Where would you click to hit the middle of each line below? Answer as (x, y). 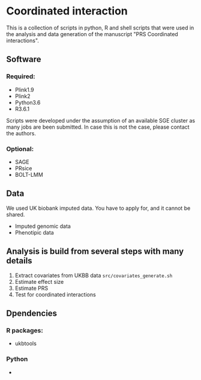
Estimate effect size (39, 281)
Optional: (20, 149)
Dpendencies (32, 313)
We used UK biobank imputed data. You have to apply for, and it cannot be (98, 208)
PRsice (23, 168)
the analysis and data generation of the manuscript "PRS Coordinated (92, 34)
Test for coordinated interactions (55, 294)
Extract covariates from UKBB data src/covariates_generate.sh (94, 275)
